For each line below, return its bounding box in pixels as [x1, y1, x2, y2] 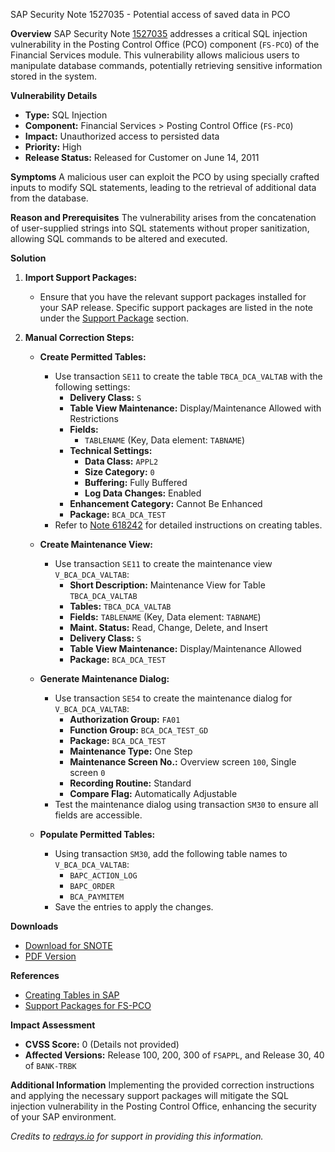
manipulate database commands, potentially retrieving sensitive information [10, 60, 323, 71]
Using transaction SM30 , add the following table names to [54, 848, 288, 859]
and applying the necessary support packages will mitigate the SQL [10, 1090, 289, 1101]
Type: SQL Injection [24, 109, 108, 121]
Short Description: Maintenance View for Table [69, 579, 266, 591]
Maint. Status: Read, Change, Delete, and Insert [69, 622, 268, 633]
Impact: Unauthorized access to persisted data [24, 130, 220, 142]
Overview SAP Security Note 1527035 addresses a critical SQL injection [10, 28, 308, 39]
